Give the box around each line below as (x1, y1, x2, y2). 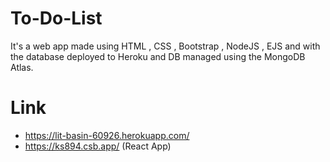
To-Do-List (10, 7, 103, 30)
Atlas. (10, 61, 34, 73)
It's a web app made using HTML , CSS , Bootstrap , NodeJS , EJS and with (10, 40, 321, 52)
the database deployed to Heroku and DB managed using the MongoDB (10, 50, 306, 62)
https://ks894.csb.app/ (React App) (24, 140, 172, 152)
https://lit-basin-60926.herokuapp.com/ (24, 129, 190, 141)
